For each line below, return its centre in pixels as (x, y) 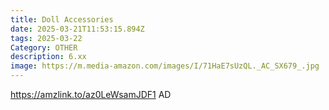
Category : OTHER (44, 47)
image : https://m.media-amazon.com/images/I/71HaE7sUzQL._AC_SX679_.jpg (165, 66)
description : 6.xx (48, 57)
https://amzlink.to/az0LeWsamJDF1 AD (91, 94)
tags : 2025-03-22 (46, 38)
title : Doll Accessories (62, 19)
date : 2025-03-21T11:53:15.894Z (77, 29)
